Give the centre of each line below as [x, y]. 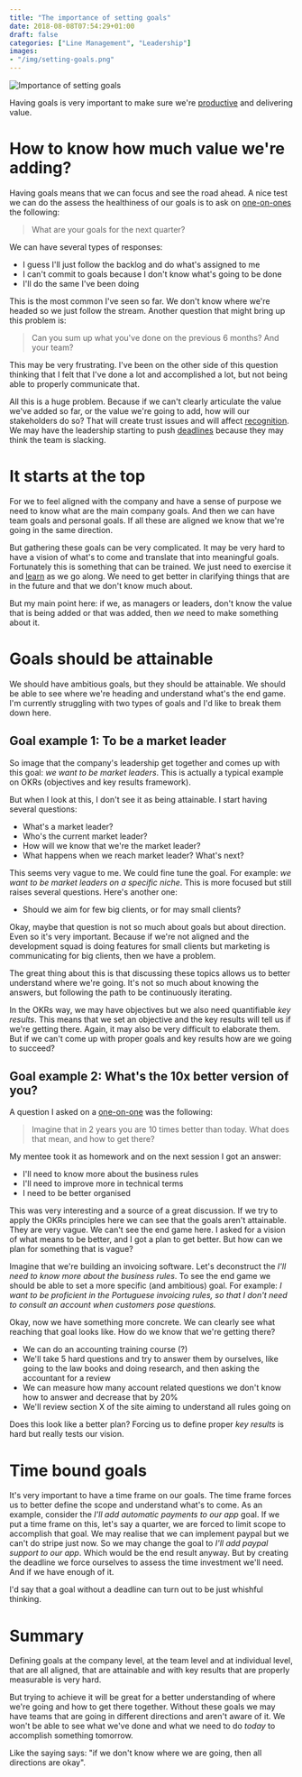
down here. [31, 713]
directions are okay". [48, 1763]
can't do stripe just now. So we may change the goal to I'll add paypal [139, 1543]
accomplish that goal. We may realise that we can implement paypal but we [150, 1533]
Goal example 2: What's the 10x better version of [149, 1077]
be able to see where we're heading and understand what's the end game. [148, 693]
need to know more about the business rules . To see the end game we [140, 1276]
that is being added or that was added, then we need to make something [144, 612]
